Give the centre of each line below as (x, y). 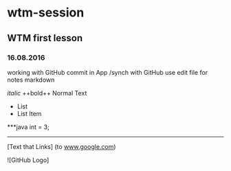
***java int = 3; (28, 127)
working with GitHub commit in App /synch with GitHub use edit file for (108, 72)
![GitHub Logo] (28, 160)
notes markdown (31, 80)
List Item (29, 113)
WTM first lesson (45, 38)
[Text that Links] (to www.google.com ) (62, 146)
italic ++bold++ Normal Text (47, 93)
